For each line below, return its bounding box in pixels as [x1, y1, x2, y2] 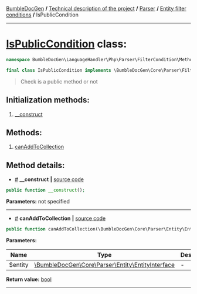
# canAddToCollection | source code [14, 215, 106, 222]
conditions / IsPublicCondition [6, 11, 79, 18]
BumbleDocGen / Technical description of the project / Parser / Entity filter [6, 5, 186, 12]
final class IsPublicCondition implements [6, 67, 111, 73]
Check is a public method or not [20, 78, 98, 85]
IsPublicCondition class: [6, 38, 127, 51]
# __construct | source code [14, 176, 84, 183]
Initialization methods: [6, 95, 90, 105]
